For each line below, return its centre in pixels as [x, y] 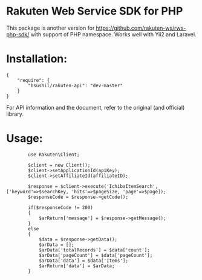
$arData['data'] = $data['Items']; [83, 261]
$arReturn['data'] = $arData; [77, 266]
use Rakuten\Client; [54, 155]
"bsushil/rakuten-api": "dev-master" [75, 85]
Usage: [25, 138]
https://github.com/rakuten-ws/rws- [141, 28]
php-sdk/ [18, 34]
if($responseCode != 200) [61, 207]
